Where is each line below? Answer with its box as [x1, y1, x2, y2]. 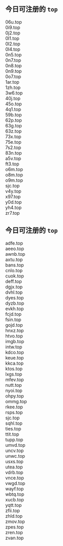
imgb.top [5, 338, 25, 344]
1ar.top [5, 79, 19, 85]
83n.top [5, 149, 22, 156]
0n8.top [5, 62, 22, 68]
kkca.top [5, 360, 24, 366]
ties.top [5, 425, 22, 431]
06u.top [5, 18, 22, 25]
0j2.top [5, 30, 20, 36]
